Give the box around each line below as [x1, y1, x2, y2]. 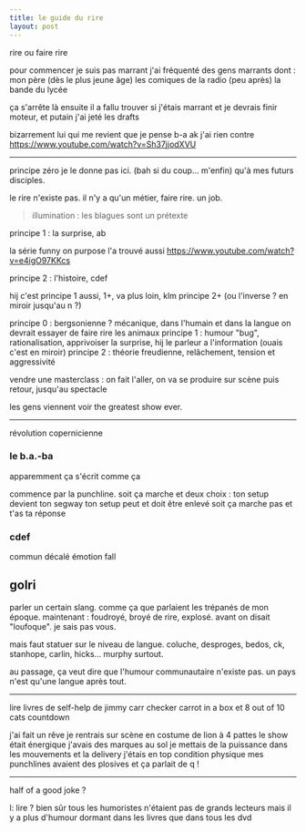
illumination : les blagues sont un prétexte [31, 210, 189, 221]
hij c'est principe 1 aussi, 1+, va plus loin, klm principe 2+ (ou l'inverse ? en [9, 290, 289, 301]
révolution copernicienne [9, 427, 103, 438]
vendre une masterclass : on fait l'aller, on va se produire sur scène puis [9, 374, 280, 385]
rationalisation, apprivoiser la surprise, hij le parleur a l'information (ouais [9, 336, 283, 347]
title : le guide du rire [9, 13, 104, 23]
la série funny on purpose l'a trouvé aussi [9, 245, 166, 256]
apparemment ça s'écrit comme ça [9, 470, 141, 481]
